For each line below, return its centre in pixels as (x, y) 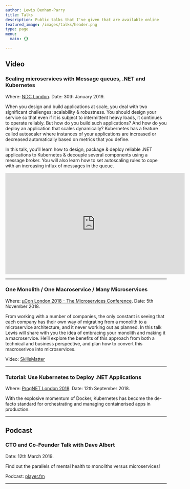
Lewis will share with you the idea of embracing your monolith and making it (85, 333)
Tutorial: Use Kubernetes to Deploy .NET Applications (73, 377)
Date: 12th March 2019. (29, 456)
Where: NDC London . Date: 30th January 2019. (55, 96)
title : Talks (19, 15)
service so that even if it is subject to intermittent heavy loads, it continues (84, 117)
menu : (11, 34)
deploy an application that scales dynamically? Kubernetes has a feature (82, 128)
